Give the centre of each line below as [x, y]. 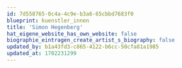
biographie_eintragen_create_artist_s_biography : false [91, 40]
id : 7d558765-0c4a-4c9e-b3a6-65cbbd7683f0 [70, 14]
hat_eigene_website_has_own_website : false [72, 34]
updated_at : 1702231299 [42, 54]
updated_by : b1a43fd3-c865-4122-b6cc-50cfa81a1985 [83, 47]
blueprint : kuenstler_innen [48, 21]
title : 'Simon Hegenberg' [45, 27]
